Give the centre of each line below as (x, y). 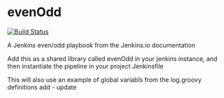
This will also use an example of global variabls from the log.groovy (104, 79)
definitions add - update (42, 87)
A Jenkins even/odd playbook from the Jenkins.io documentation (101, 45)
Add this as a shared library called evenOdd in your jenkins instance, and (112, 58)
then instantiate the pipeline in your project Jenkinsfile (85, 66)
